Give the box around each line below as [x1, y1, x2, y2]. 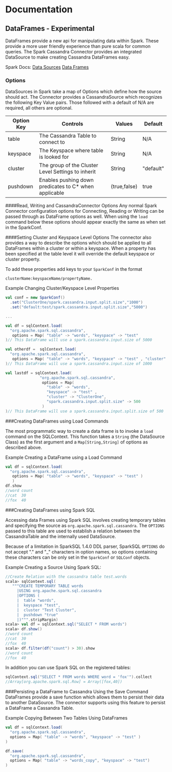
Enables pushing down [39, 176, 94, 183]
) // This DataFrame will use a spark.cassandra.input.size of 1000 [5, 361, 153, 366]
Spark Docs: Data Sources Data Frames [5, 64, 89, 70]
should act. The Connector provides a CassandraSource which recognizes [5, 94, 163, 100]
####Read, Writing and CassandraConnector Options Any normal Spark [5, 203, 157, 209]
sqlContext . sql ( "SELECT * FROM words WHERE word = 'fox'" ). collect [5, 674, 153, 679]
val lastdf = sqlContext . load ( [5, 370, 72, 376]
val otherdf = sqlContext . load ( [5, 347, 77, 352]
